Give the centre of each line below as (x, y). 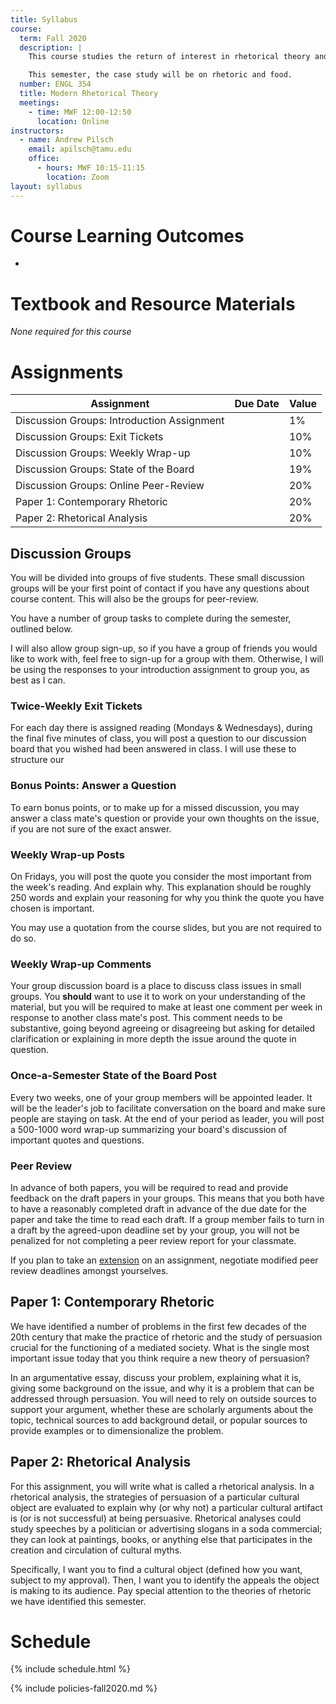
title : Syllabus (44, 19)
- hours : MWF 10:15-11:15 (90, 168)
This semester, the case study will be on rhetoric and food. (160, 75)
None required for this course (71, 332)
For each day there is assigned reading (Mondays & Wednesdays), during (161, 728)
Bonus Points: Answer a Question (93, 786)
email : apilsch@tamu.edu (80, 149)
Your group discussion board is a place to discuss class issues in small (156, 986)
